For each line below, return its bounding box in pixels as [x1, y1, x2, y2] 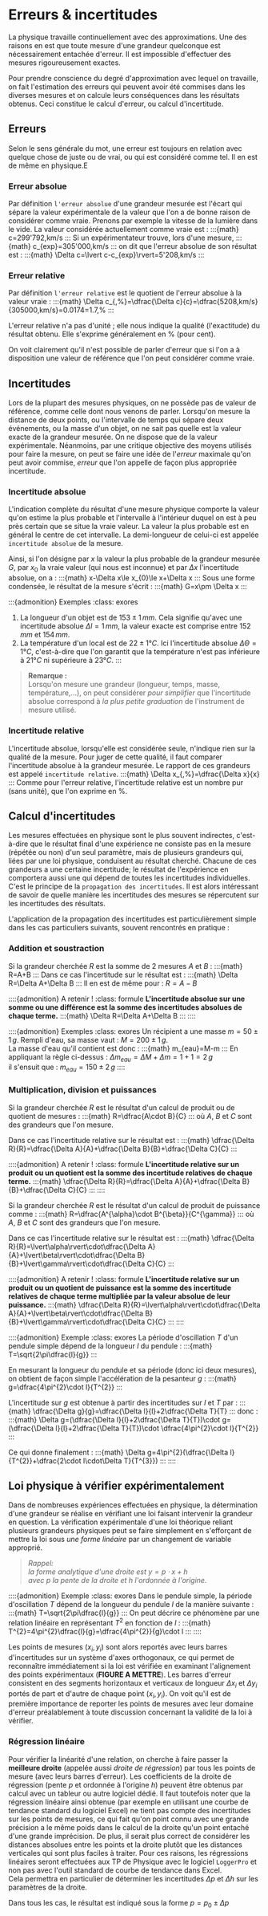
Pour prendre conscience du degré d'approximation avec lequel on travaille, [8, 73, 258, 83]
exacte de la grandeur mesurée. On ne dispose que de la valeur [8, 432, 218, 442]
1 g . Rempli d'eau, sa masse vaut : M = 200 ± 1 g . [8, 1035, 169, 1044]
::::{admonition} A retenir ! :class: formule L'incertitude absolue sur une [8, 994, 246, 1003]
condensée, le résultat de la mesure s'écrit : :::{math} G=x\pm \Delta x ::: [8, 582, 247, 592]
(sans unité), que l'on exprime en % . [8, 786, 128, 795]
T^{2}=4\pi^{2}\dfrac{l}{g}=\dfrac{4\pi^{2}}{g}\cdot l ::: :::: [8, 1627, 202, 1637]
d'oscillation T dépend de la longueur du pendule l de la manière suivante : [8, 1600, 254, 1609]
